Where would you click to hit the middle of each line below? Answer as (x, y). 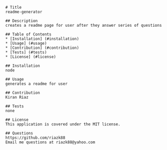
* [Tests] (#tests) (26, 52)
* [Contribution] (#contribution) (42, 48)
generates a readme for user (36, 84)
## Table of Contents (29, 34)
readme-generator (24, 12)
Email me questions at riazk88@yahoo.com (50, 142)
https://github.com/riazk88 (35, 138)
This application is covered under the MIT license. (63, 124)
